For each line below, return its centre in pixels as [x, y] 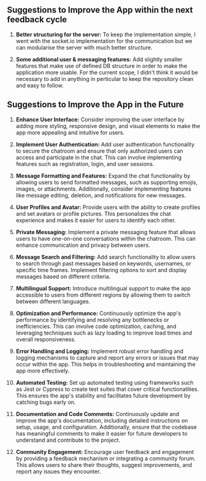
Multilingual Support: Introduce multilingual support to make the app [103, 288]
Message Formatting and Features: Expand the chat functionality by [103, 176]
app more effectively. [43, 371]
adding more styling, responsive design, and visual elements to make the [108, 126]
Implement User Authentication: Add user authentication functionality [105, 144]
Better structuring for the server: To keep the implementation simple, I [105, 34]
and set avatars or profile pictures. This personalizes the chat [93, 213]
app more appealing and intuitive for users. [70, 132]
